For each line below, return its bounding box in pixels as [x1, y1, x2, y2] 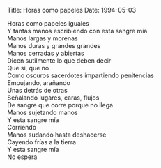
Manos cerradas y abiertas [7, 49, 85, 57]
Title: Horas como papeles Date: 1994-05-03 [7, 6, 137, 14]
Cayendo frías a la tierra [7, 138, 77, 146]
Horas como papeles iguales [7, 20, 89, 27]
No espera [7, 153, 38, 161]
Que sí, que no [7, 64, 49, 72]
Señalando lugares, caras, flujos [7, 93, 100, 102]
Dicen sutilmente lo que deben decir [7, 56, 112, 65]
